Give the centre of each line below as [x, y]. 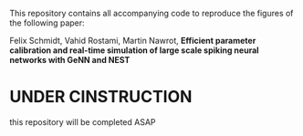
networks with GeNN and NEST [70, 60]
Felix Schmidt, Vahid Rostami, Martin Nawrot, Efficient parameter [133, 41]
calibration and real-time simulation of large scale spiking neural [134, 50]
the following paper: [47, 23]
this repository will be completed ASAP [83, 121]
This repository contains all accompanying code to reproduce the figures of [151, 13]
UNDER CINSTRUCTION [101, 97]
